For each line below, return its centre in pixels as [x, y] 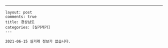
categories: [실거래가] [28, 27]
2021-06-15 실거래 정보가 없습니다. [38, 41]
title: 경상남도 [20, 22]
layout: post [19, 12]
